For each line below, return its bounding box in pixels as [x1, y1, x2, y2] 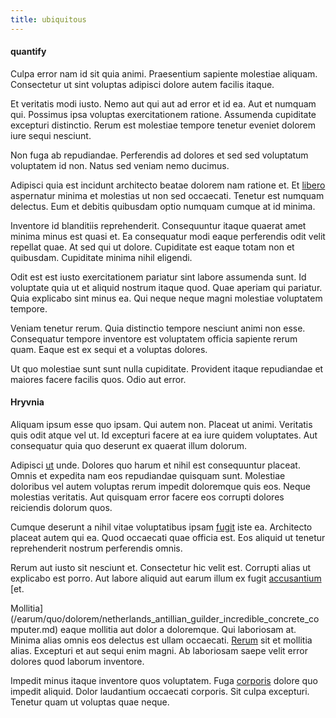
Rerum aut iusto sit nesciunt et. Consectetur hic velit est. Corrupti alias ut [10, 562, 312, 574]
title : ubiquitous [10, 14, 87, 25]
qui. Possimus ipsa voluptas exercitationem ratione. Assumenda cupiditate [10, 108, 317, 120]
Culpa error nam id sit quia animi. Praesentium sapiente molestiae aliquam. [10, 67, 318, 80]
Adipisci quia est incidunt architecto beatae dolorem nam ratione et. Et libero [10, 179, 326, 191]
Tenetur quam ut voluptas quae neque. [10, 696, 170, 708]
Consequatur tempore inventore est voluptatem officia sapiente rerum [10, 332, 298, 345]
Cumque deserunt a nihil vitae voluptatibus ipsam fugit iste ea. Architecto [10, 521, 313, 533]
